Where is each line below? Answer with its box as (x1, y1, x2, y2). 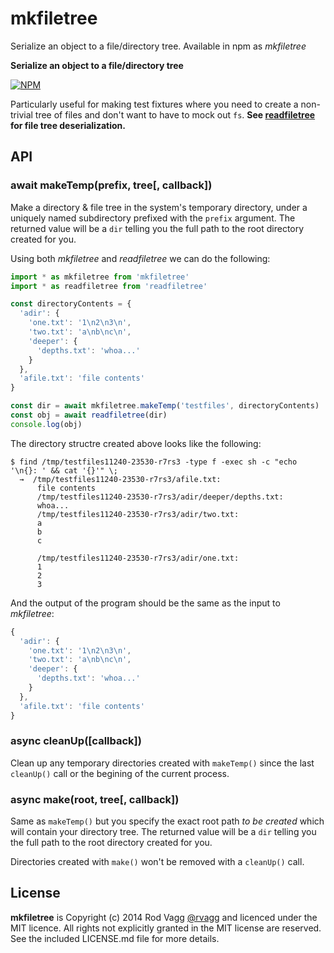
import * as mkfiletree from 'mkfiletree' (10, 272, 190, 282)
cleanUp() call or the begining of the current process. (10, 767, 230, 779)
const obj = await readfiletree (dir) (10, 410, 168, 420)
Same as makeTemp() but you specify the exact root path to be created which (10, 815, 325, 827)
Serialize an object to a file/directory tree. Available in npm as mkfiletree (10, 40, 307, 52)
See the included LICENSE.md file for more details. (10, 932, 220, 944)
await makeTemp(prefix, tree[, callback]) (10, 178, 213, 192)
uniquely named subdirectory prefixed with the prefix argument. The (10, 212, 296, 224)
